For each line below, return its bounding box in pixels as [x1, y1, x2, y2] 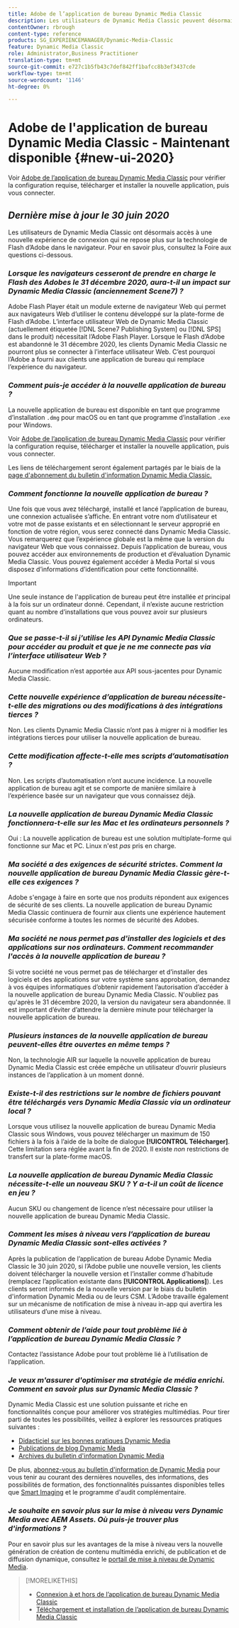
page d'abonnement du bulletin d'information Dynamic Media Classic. [8, 470, 212, 479]
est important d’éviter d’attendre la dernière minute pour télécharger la [8, 1005, 213, 1014]
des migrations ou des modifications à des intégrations [28, 701, 223, 711]
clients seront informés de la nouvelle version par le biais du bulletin [8, 1284, 207, 1293]
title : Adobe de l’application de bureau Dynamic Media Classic [8, 10, 202, 18]
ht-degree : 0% [8, 83, 50, 90]
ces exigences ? [22, 877, 79, 886]
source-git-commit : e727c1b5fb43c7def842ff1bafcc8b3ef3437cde [8, 63, 196, 70]
